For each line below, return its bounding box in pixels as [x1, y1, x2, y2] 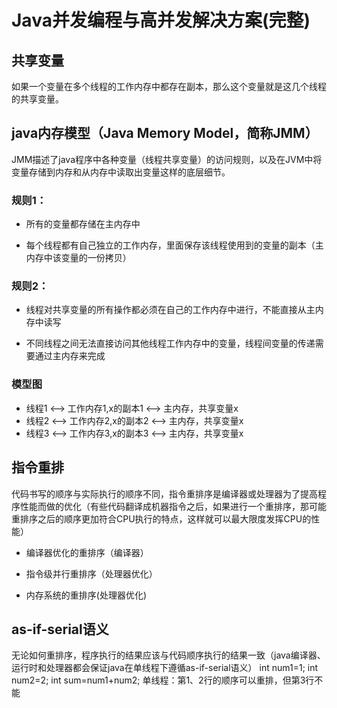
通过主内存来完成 [34, 350, 106, 362]
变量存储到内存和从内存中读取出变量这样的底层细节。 [11, 166, 231, 178]
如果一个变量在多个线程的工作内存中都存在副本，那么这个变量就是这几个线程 [11, 81, 327, 92]
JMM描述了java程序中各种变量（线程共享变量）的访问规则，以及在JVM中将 [11, 153, 323, 165]
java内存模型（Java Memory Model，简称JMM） [11, 125, 319, 142]
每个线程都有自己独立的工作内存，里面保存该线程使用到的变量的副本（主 [25, 239, 324, 251]
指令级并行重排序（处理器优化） [25, 567, 158, 580]
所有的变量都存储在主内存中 [25, 218, 141, 230]
